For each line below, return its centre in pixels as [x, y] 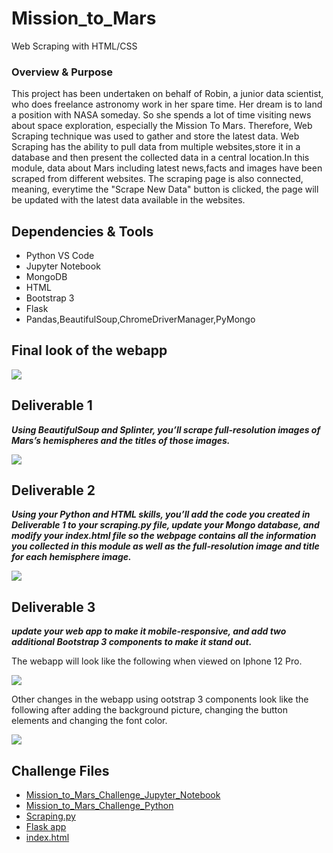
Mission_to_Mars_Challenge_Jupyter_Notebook [123, 795]
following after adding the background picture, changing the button [149, 710]
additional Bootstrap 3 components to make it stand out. [132, 642]
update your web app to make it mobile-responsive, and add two [149, 631]
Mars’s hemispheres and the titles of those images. [121, 440]
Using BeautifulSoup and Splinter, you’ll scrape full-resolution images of [166, 429]
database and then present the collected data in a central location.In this [160, 158]
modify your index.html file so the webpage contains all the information [164, 536]
